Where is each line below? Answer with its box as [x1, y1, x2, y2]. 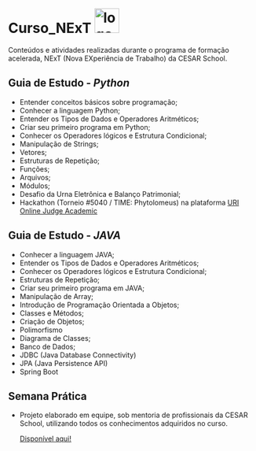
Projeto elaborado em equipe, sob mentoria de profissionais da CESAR [19, 410, 249, 420]
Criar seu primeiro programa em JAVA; [19, 283, 145, 293]
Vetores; [19, 147, 47, 157]
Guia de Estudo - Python [8, 76, 130, 90]
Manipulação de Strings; [19, 139, 99, 149]
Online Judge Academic [19, 205, 98, 216]
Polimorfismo [19, 325, 63, 335]
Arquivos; [19, 172, 51, 182]
